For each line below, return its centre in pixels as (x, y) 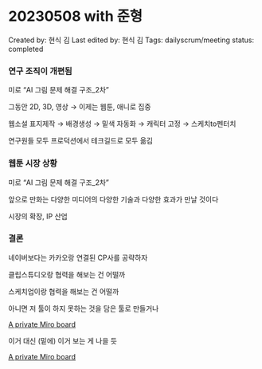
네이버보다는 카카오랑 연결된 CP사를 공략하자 (78, 257)
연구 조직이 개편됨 (41, 71)
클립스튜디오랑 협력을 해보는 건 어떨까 (67, 274)
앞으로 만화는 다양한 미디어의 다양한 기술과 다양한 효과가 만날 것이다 (113, 199)
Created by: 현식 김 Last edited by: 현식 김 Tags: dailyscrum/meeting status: (131, 40)
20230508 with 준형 (76, 16)
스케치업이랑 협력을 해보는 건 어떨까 (64, 291)
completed (26, 49)
